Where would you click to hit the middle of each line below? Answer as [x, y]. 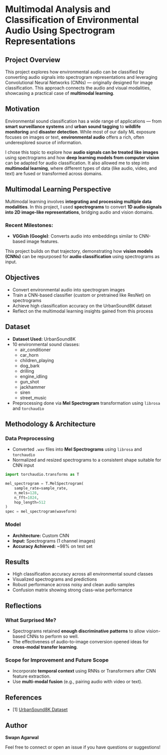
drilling [27, 371]
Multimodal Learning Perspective [58, 189]
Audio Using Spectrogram [60, 31]
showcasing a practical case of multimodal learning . [60, 93]
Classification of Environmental [72, 20]
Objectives [22, 278]
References [23, 697]
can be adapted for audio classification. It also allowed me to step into [77, 163]
